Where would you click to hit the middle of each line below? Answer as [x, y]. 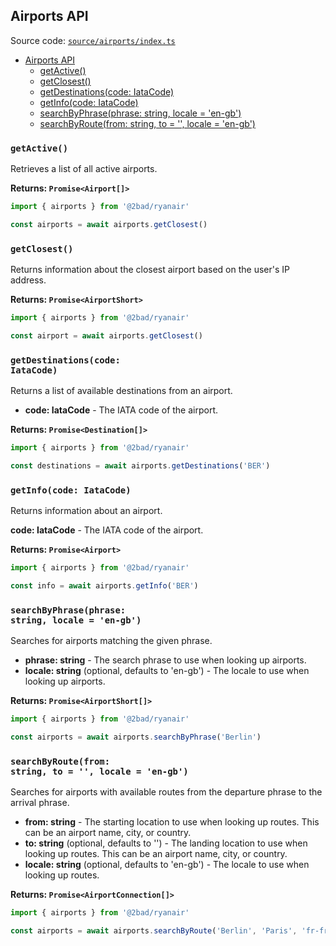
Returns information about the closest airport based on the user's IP [150, 270]
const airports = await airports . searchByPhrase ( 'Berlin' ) [136, 737]
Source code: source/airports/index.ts [93, 40]
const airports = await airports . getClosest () [109, 224]
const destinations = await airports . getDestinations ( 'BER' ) [140, 466]
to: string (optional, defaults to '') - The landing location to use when [166, 843]
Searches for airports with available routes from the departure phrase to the [166, 792]
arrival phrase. [40, 803]
